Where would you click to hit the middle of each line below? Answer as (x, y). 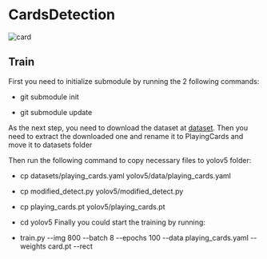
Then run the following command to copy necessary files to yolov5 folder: (130, 160)
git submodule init (50, 97)
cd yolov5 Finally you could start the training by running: (113, 222)
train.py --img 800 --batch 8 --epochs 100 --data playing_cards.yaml (134, 237)
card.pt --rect (70, 246)
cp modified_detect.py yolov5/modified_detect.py (102, 191)
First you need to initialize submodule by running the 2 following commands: (134, 81)
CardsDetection (62, 15)
